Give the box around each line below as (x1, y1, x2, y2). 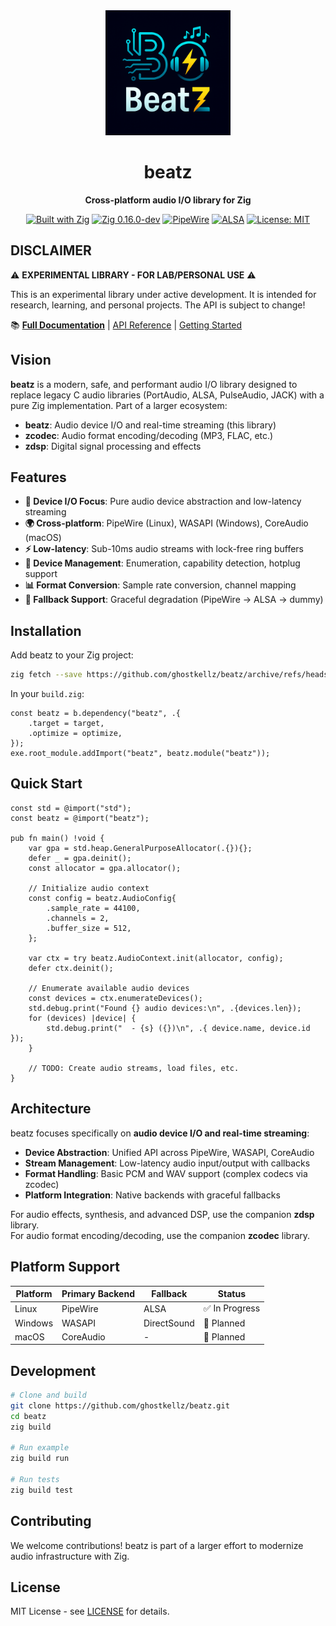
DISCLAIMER (10, 242, 92, 259)
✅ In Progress (203, 1302, 261, 1314)
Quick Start (10, 775, 83, 793)
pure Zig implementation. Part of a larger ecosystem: (10, 399, 228, 411)
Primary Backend (61, 1288, 135, 1299)
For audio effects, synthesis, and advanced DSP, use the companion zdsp (10, 1208, 315, 1220)
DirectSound (143, 1317, 195, 1329)
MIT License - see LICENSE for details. (10, 1605, 170, 1618)
